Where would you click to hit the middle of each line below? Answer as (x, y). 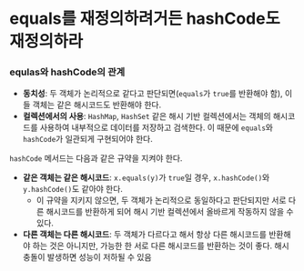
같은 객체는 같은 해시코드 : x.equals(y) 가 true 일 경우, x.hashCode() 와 (146, 177)
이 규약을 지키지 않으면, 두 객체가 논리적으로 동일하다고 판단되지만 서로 (161, 200)
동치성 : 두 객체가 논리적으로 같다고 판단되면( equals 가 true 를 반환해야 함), (153, 94)
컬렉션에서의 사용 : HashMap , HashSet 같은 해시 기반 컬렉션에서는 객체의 (147, 116)
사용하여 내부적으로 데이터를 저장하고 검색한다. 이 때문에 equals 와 (156, 127)
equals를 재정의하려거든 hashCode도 (145, 19)
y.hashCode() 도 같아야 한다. (72, 189)
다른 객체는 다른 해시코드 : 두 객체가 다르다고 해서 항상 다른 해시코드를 (144, 235)
